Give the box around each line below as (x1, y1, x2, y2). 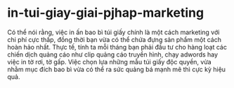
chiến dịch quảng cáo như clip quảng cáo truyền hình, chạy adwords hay (7, 50, 219, 59)
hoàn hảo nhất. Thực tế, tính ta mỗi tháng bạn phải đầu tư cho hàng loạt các (7, 43, 227, 51)
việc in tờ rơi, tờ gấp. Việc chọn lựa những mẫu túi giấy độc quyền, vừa (7, 57, 212, 66)
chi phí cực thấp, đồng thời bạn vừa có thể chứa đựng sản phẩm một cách (7, 35, 221, 43)
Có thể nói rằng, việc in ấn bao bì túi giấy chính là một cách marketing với (7, 28, 220, 36)
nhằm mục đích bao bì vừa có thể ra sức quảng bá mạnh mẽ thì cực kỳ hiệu (7, 65, 226, 73)
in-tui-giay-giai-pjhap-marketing (7, 5, 204, 21)
